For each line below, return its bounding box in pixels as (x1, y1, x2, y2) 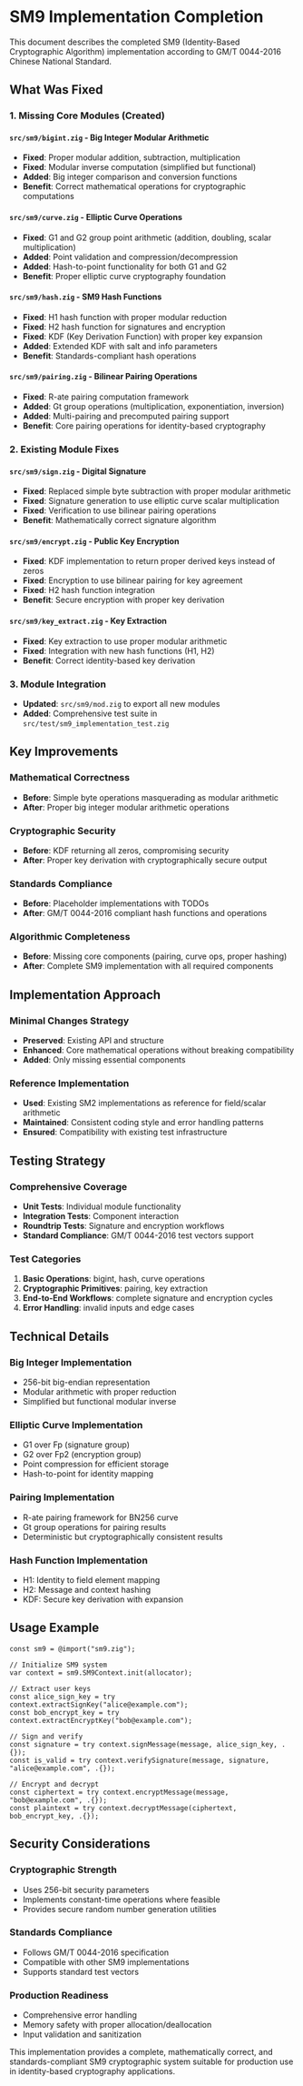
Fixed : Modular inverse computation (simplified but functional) (22, 162, 257, 173)
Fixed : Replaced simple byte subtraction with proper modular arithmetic (22, 486, 292, 497)
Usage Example (9, 1620, 100, 1636)
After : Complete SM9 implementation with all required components (22, 961, 274, 972)
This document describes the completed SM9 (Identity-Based (9, 36, 240, 47)
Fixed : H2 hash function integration (22, 585, 156, 596)
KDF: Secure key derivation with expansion (22, 1594, 184, 1605)
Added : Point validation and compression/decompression (22, 251, 239, 262)
